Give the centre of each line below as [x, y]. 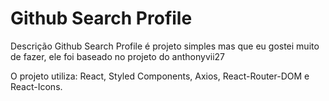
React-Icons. [36, 86]
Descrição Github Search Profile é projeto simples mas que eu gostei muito [165, 46]
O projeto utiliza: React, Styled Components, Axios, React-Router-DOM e [160, 76]
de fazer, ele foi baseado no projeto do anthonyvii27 [117, 56]
